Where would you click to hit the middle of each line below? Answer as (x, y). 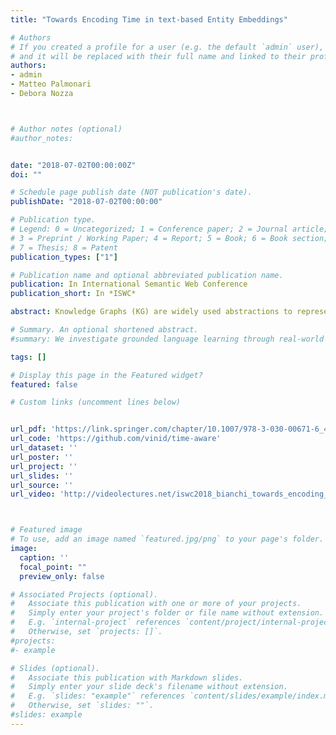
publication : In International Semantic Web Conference (129, 284)
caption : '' (44, 557)
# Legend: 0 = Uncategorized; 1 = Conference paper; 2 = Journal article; (169, 229)
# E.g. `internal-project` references (96, 622)
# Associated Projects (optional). (84, 594)
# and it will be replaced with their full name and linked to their (158, 56)
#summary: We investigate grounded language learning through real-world (167, 339)
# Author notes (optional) (66, 129)
